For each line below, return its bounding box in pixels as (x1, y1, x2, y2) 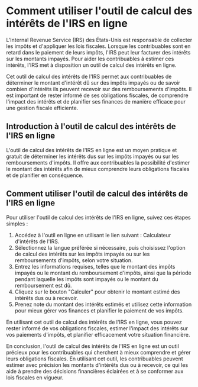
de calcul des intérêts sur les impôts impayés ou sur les (14, 250, 150, 257)
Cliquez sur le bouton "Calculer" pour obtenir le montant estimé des (14, 288, 180, 295)
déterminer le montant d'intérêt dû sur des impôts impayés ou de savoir (6, 79, 180, 86)
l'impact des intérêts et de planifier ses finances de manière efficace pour (6, 98, 186, 105)
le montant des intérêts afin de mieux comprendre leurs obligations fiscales (6, 165, 190, 172)
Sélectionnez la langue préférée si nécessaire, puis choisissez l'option (14, 244, 186, 251)
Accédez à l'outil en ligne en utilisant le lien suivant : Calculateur (14, 231, 171, 238)
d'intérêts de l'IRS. (14, 238, 60, 245)
